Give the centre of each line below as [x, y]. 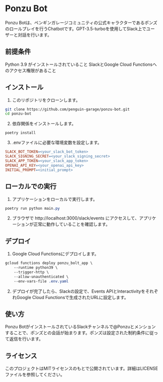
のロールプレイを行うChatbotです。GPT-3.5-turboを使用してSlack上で [76, 29]
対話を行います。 [35, 35]
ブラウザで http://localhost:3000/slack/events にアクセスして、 [76, 218]
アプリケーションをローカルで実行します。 [55, 199]
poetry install [20, 133]
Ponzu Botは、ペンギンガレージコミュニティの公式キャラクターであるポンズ [81, 22]
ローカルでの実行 [31, 187]
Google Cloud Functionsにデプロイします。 [55, 254]
